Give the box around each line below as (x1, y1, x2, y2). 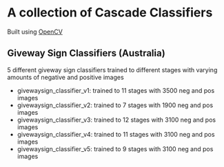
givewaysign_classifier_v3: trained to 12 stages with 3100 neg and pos (17, 115, 216, 124)
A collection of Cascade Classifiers (7, 5, 213, 21)
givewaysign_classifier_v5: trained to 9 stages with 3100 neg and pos (17, 144, 214, 153)
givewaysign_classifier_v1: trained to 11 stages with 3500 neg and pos (17, 86, 215, 94)
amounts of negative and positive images (7, 73, 124, 81)
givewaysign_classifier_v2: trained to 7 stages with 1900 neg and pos (17, 101, 214, 109)
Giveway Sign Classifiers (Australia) (7, 47, 165, 59)
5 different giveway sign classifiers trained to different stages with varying (7, 65, 218, 74)
